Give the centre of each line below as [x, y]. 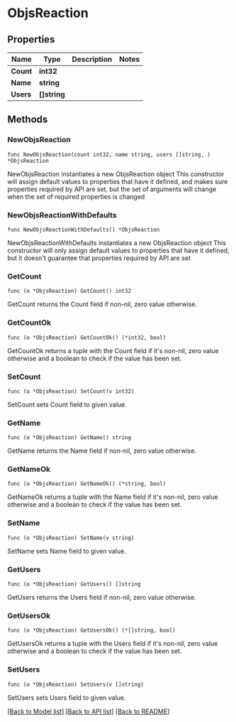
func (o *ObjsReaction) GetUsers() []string [74, 584]
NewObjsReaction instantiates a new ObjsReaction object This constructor [116, 174]
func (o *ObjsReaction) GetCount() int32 [69, 291]
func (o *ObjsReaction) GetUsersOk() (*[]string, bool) [91, 630]
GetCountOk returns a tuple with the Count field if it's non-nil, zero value [113, 350]
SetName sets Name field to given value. [67, 551]
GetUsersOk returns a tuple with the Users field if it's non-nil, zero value [113, 644]
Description [92, 59]
